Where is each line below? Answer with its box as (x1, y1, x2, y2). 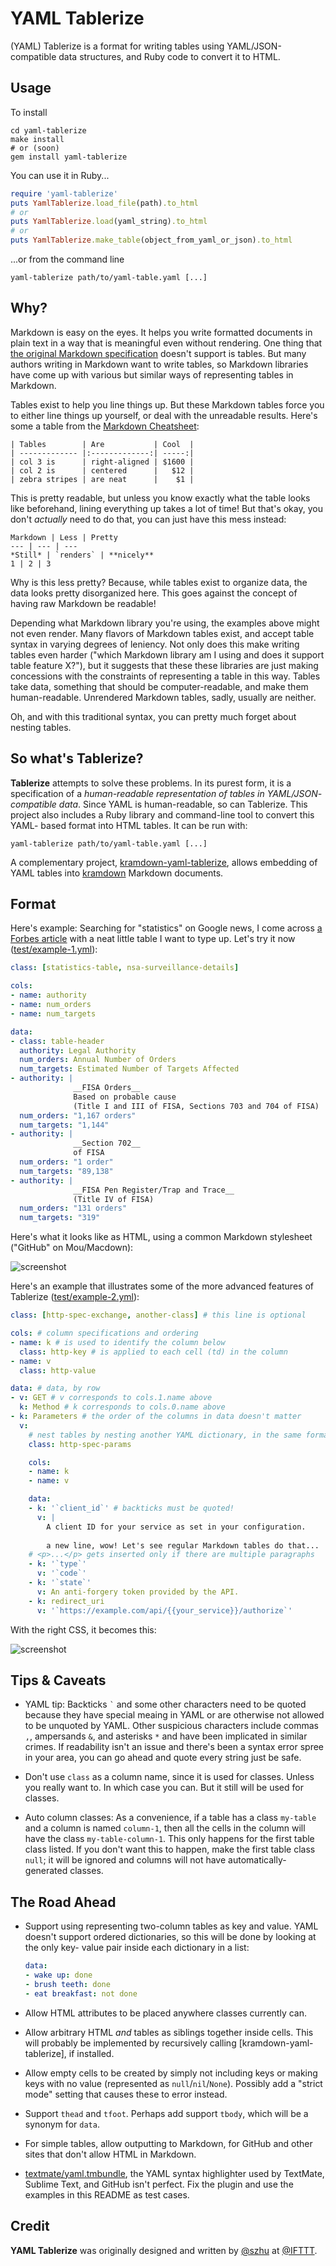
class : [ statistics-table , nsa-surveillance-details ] (10, 963, 240, 973)
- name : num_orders (10, 1000, 92, 1010)
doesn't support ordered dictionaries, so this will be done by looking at (24, 1931, 317, 1943)
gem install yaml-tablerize (10, 152, 128, 162)
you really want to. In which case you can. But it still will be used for (24, 1782, 304, 1794)
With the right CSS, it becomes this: (10, 1623, 157, 1636)
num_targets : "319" (19, 1213, 101, 1223)
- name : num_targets (10, 1008, 97, 1019)
